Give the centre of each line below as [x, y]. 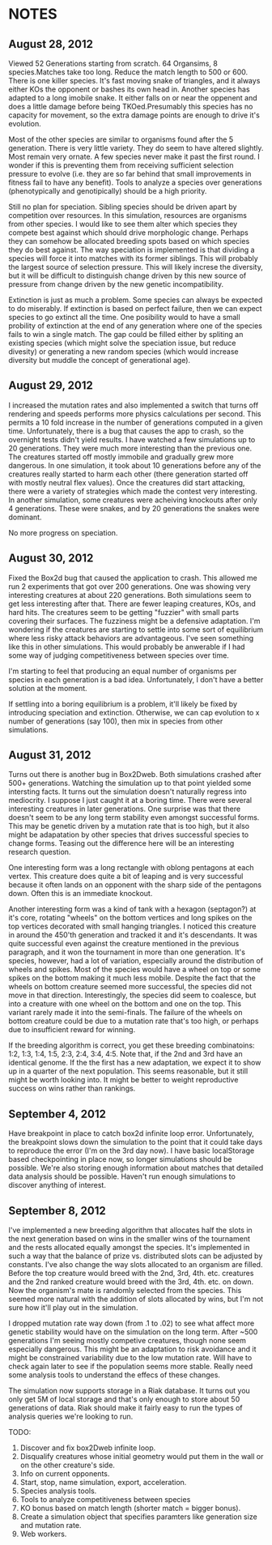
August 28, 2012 [51, 44]
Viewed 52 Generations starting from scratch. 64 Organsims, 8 [113, 63]
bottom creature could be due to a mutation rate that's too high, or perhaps [134, 1021]
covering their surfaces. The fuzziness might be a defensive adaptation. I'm [134, 621]
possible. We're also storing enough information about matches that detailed [136, 1168]
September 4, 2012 [57, 1114]
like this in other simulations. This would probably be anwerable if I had [127, 647]
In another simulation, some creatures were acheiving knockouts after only [133, 500]
